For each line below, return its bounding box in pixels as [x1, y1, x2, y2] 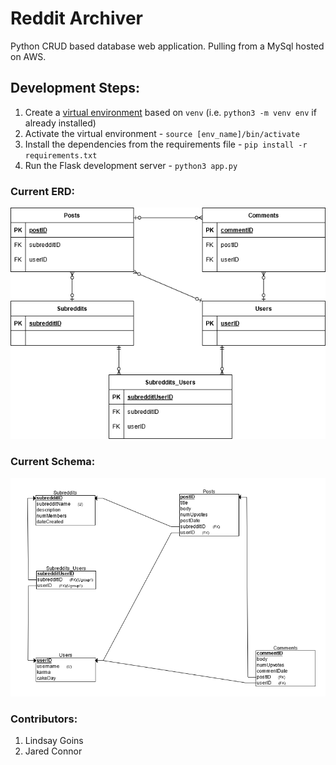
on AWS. [10, 50, 47, 62]
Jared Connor [24, 745, 83, 757]
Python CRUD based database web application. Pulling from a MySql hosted [10, 40, 325, 52]
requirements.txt [24, 150, 98, 161]
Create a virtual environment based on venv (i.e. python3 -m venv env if [24, 106, 317, 118]
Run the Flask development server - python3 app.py [24, 159, 238, 171]
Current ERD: [10, 184, 76, 198]
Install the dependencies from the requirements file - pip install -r [24, 138, 308, 150]
